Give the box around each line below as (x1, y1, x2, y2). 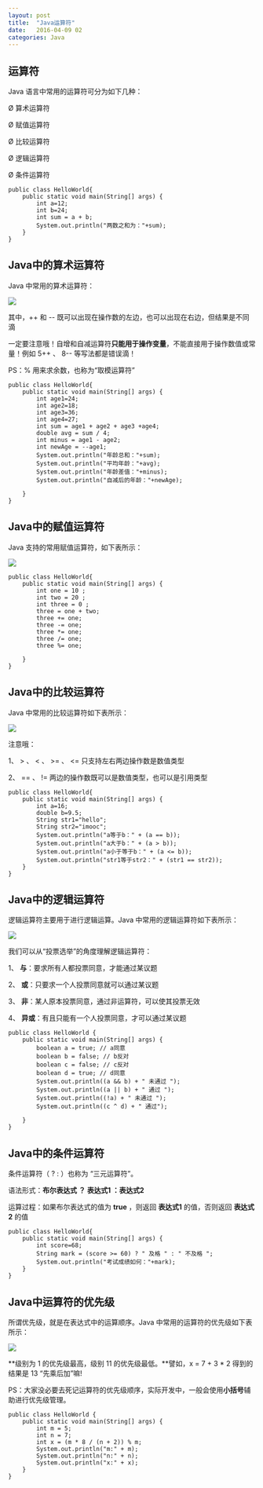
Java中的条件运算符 (8, 1146, 104, 1160)
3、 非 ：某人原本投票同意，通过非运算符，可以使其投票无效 (8, 996, 200, 1006)
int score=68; (36, 1241, 82, 1249)
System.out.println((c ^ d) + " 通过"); (36, 1102, 168, 1111)
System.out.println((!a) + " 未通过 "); (36, 1095, 167, 1102)
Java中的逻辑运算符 (8, 893, 104, 906)
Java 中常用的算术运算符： (8, 280, 95, 291)
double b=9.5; (36, 809, 82, 817)
